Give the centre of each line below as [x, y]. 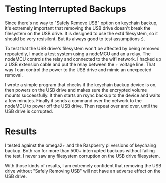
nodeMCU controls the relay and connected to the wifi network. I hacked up [83, 59]
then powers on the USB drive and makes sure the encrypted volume [76, 90]
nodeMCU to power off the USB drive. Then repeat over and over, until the [82, 106]
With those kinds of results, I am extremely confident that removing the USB [83, 165]
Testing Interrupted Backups [66, 9]
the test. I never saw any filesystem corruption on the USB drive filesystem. [83, 156]
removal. [14, 75]
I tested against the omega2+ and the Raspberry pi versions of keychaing [81, 145]
